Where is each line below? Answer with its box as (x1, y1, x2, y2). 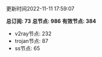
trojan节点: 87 (14, 38, 48, 44)
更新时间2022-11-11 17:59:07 (6, 5, 75, 12)
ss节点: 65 (14, 45, 40, 52)
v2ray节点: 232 (14, 30, 52, 37)
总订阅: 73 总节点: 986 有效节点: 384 (6, 18, 96, 25)
